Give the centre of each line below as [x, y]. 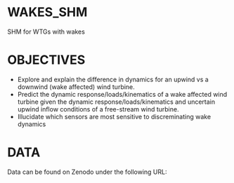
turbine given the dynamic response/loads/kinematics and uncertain [116, 102]
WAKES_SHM [47, 12]
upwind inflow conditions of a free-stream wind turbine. [98, 109]
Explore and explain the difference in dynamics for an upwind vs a [113, 79]
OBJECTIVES [46, 60]
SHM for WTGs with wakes [46, 32]
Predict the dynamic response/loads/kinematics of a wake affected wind [122, 94]
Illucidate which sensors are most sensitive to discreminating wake [114, 116]
